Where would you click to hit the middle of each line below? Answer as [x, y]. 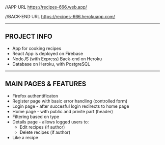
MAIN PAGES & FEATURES [46, 84]
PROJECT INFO [29, 36]
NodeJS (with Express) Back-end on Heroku [57, 59]
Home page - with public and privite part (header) [63, 111]
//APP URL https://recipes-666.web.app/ [46, 7]
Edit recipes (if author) [42, 127]
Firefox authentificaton [35, 96]
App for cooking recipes [37, 48]
